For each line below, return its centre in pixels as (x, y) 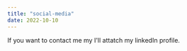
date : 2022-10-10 (33, 20)
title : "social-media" (41, 14)
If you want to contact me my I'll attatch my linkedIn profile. (94, 40)
